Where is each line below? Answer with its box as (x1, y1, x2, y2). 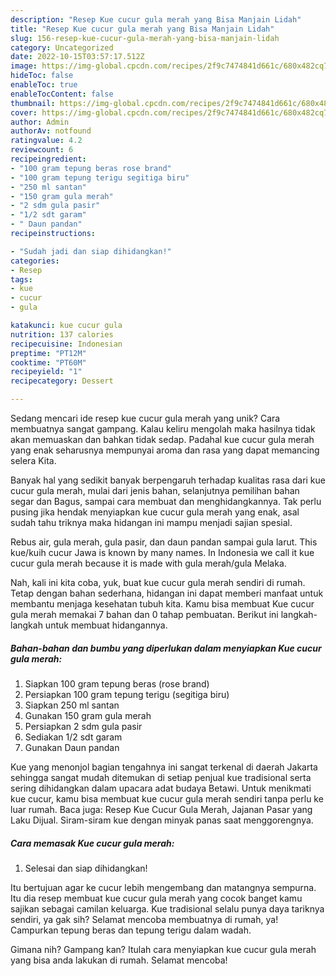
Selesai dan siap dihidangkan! (24, 862, 148, 874)
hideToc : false (10, 71, 74, 81)
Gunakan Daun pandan (24, 741, 120, 753)
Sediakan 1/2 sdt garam (24, 731, 123, 743)
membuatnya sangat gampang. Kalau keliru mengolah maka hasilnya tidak (10, 423, 316, 435)
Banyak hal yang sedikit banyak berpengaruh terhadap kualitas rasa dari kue (10, 474, 326, 486)
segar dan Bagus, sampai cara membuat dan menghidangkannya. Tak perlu (10, 496, 322, 507)
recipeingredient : (10, 154, 87, 164)
